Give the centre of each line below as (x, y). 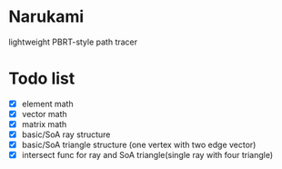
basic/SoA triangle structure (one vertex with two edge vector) (139, 145)
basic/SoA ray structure (66, 134)
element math (47, 104)
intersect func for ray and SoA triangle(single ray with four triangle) (147, 155)
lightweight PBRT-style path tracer (73, 42)
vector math (44, 114)
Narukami (46, 17)
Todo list (42, 79)
